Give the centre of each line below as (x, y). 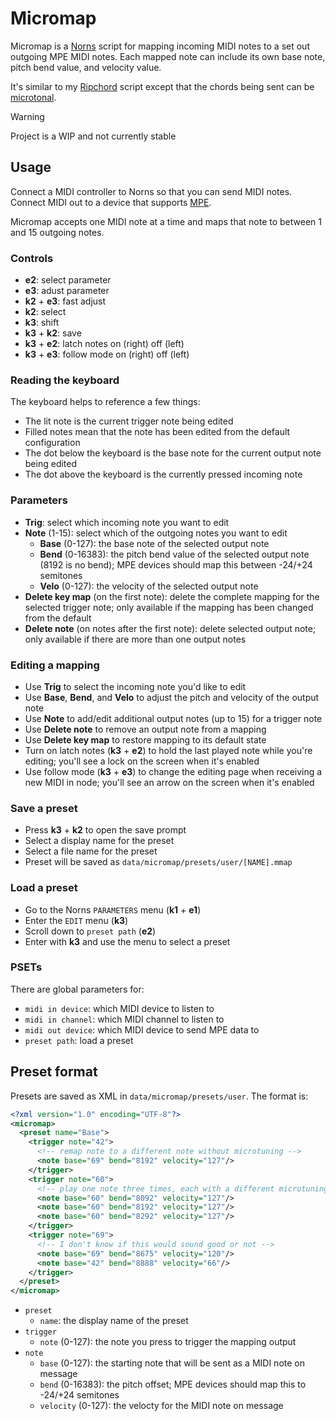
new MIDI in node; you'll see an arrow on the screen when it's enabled (169, 782)
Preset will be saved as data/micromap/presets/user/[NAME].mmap (158, 862)
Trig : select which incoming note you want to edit (127, 522)
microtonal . (33, 97)
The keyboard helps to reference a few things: (105, 402)
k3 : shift (42, 323)
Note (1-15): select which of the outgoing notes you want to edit (156, 533)
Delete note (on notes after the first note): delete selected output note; (170, 628)
